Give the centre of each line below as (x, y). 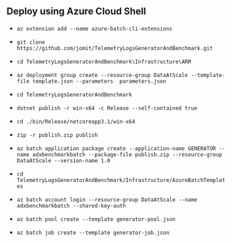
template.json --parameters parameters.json (99, 81)
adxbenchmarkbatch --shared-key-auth (71, 206)
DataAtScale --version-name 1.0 (63, 160)
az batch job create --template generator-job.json (93, 233)
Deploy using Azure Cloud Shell (76, 11)
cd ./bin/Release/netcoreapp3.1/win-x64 (76, 121)
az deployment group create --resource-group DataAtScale (102, 75)
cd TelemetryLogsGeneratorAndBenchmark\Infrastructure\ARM (104, 62)
